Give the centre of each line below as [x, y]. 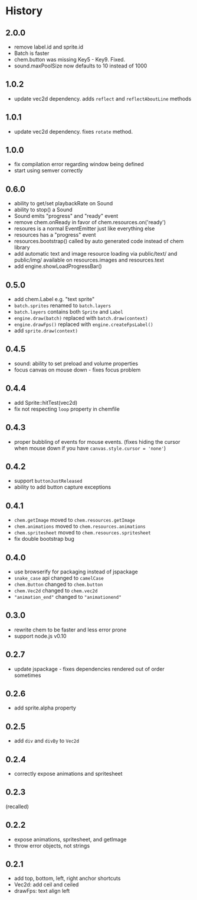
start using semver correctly [48, 170]
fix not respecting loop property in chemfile [67, 409]
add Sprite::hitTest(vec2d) [46, 402]
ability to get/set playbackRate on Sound [63, 204]
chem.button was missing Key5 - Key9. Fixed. [70, 59]
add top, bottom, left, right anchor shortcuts [67, 878]
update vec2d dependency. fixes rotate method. [73, 131]
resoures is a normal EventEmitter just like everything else [84, 228]
